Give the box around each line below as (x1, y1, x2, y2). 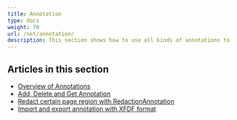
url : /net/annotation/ (7, 30, 75, 38)
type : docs (7, 17, 40, 24)
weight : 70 (7, 23, 40, 31)
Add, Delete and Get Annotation (17, 89, 111, 98)
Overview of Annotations (17, 82, 91, 90)
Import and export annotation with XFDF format (17, 104, 156, 113)
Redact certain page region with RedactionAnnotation (17, 97, 175, 105)
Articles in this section (7, 63, 109, 75)
